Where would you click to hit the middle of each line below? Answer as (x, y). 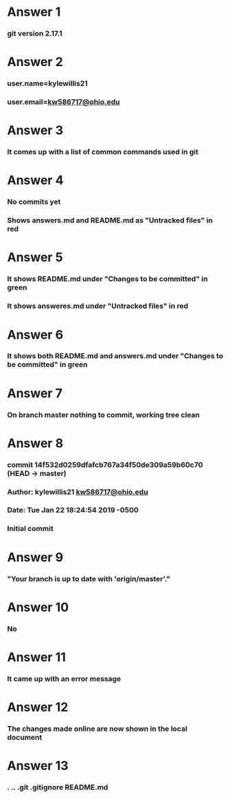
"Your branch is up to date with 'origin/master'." (89, 579)
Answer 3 (35, 131)
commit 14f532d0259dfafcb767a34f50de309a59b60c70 (105, 464)
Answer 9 (35, 557)
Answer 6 (35, 334)
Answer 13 (38, 766)
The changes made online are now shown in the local (97, 729)
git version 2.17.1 (35, 34)
